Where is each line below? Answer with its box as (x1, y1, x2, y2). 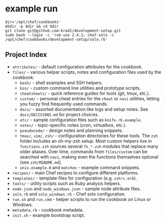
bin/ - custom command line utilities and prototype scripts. (19, 85, 141, 91)
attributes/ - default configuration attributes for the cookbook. (12, 63, 143, 70)
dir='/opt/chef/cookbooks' (5, 19, 61, 24)
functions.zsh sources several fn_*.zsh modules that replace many (19, 143, 159, 149)
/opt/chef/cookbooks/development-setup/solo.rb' (5, 37, 108, 42)
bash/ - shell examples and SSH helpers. (19, 79, 103, 85)
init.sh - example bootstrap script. (12, 212, 85, 218)
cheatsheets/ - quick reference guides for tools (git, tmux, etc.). (19, 90, 151, 96)
